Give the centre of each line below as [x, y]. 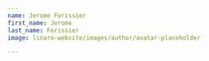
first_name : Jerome [40, 23]
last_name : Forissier [43, 30]
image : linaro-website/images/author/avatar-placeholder [104, 38]
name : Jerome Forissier [47, 15]
